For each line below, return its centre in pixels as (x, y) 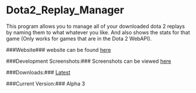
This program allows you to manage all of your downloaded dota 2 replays (96, 26)
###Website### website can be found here (59, 49)
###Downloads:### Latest (38, 72)
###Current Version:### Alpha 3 (46, 83)
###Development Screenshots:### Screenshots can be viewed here (89, 61)
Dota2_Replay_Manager (65, 10)
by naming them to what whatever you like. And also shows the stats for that (98, 32)
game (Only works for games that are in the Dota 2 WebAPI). (79, 38)
